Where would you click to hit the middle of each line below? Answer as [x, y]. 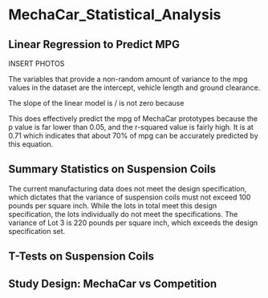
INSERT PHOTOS [37, 63]
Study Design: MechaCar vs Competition [113, 283]
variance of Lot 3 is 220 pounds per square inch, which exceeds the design [133, 223]
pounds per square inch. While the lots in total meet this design [113, 205]
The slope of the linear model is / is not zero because [96, 103]
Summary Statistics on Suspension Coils [112, 169]
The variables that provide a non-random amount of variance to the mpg [128, 79]
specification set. [37, 231]
